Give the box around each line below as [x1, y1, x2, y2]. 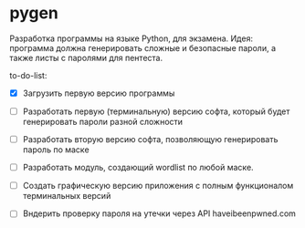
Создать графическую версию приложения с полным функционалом [22, 181, 294, 192]
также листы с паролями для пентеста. [9, 52, 163, 63]
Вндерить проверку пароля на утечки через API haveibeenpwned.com [22, 208, 297, 219]
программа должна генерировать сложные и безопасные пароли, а [9, 42, 277, 53]
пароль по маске [22, 144, 89, 155]
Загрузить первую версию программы [22, 88, 175, 98]
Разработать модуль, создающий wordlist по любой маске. [22, 162, 254, 173]
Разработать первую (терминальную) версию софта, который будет [22, 106, 290, 117]
